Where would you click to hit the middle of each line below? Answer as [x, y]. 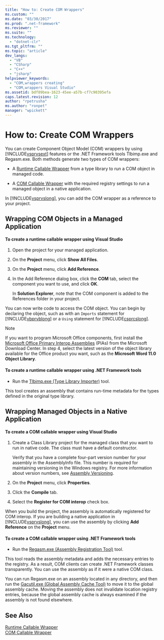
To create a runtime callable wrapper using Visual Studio [64, 239]
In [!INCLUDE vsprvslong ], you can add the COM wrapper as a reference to [81, 198]
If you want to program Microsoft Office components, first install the [74, 338]
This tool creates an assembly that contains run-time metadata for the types [82, 391]
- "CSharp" [21, 65]
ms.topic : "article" [26, 51]
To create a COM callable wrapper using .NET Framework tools [70, 538]
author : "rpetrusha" [26, 102]
